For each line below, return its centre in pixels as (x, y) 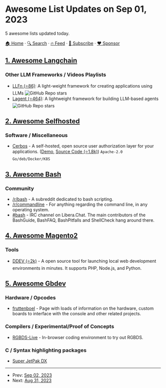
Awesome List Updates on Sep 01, (76, 9)
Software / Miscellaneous (37, 135)
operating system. (31, 210)
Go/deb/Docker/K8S (31, 159)
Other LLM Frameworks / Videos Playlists (56, 75)
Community (20, 188)
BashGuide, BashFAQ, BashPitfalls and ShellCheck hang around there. (83, 220)
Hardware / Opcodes (30, 298)
